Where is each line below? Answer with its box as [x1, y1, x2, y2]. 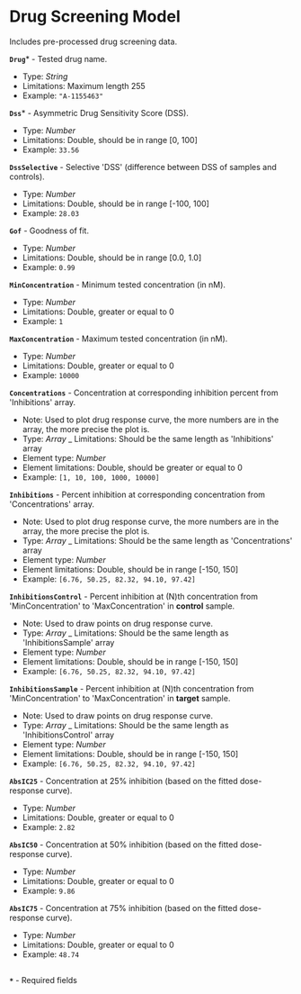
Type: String [22, 70, 68, 82]
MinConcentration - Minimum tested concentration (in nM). [9, 279, 226, 290]
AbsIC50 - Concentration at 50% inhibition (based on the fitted [9, 839, 238, 850]
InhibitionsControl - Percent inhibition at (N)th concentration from [9, 591, 259, 601]
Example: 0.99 [22, 261, 75, 272]
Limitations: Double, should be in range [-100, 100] [22, 198, 209, 209]
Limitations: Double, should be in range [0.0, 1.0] [22, 252, 202, 263]
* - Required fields [9, 975, 78, 986]
